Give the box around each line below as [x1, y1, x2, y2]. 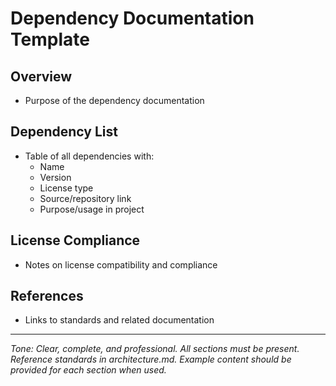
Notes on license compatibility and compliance [24, 258, 218, 271]
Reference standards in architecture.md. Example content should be [10, 353, 292, 366]
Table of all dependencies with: [24, 150, 155, 162]
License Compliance [10, 232, 141, 249]
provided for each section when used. [10, 364, 167, 376]
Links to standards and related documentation [24, 314, 215, 326]
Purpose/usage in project [39, 203, 145, 215]
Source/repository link [39, 192, 132, 204]
